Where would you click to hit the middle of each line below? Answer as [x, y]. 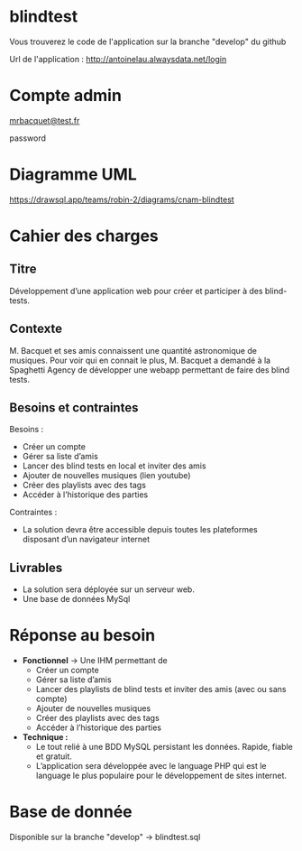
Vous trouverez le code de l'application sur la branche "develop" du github [148, 42]
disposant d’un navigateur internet [86, 540]
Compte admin [65, 96]
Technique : [45, 737]
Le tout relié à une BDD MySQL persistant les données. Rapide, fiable [164, 747]
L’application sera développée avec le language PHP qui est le [151, 766]
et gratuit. [54, 756]
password [28, 138]
